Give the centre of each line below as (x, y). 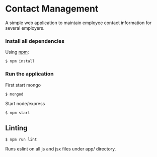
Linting (16, 128)
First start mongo (23, 85)
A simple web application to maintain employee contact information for (78, 23)
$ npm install (20, 61)
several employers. (25, 28)
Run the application (29, 74)
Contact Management (52, 9)
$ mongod (14, 94)
